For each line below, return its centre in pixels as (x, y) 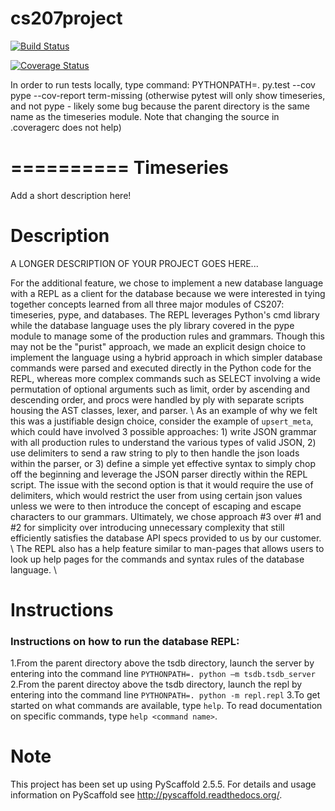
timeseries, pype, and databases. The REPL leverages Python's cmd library (165, 314)
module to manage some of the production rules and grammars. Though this (168, 336)
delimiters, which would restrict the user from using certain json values (156, 495)
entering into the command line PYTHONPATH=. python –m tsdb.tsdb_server (163, 674)
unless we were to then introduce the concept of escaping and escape (156, 506)
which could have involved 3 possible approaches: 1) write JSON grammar (163, 431)
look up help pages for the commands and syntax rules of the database (157, 559)
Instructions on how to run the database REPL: (125, 641)
